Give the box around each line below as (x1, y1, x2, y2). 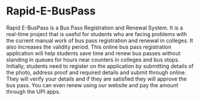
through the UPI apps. (6, 88, 61, 95)
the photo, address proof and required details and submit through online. (6, 69, 186, 76)
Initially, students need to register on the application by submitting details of (6, 62, 194, 70)
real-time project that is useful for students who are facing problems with (6, 30, 187, 37)
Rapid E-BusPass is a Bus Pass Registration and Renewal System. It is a (6, 24, 183, 31)
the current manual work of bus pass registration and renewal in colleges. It (6, 37, 193, 44)
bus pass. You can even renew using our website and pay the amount (6, 81, 178, 88)
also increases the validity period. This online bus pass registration (6, 43, 172, 50)
